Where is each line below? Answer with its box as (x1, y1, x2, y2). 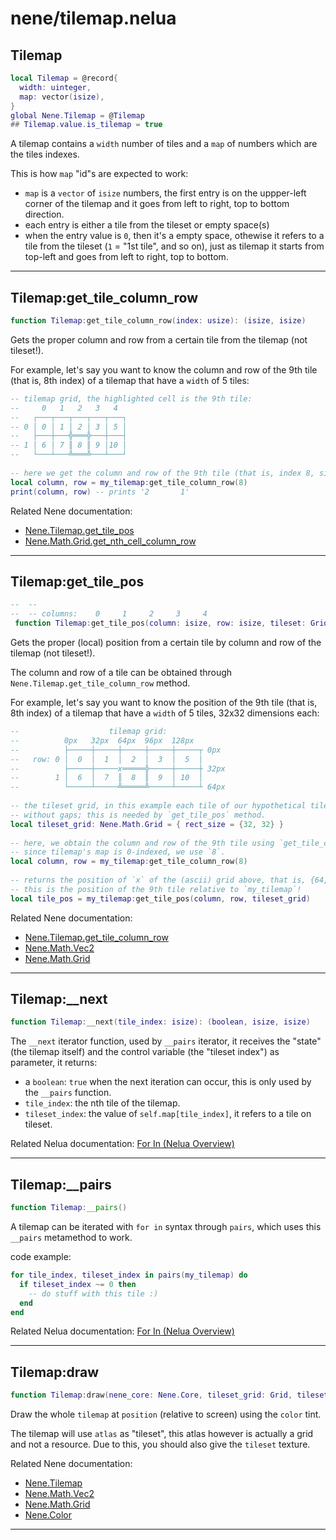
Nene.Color (24, 1509, 73, 1521)
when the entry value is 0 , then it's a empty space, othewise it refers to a (24, 230, 325, 242)
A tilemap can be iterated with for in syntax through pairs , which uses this (10, 1221, 322, 1232)
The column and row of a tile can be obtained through (10, 667, 233, 678)
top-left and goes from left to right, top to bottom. (24, 251, 229, 263)
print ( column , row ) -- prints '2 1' (10, 487, 190, 497)
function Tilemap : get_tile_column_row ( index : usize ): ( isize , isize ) (10, 316, 307, 326)
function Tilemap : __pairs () (10, 1203, 128, 1213)
